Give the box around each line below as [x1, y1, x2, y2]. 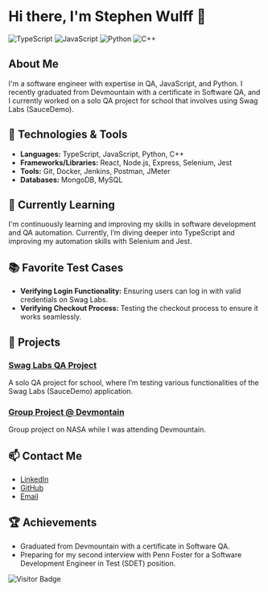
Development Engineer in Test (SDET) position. [19, 558, 176, 568]
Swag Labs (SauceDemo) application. [8, 386, 134, 395]
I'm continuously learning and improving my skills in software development [8, 219, 256, 229]
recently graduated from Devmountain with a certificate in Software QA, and [8, 87, 261, 97]
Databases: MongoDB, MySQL [19, 175, 123, 184]
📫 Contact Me [8, 449, 83, 462]
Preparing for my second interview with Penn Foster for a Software [19, 549, 242, 559]
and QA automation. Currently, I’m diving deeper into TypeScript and [8, 228, 235, 238]
